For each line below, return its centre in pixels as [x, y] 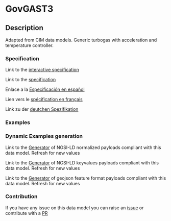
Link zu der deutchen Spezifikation [42, 109]
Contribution [21, 197]
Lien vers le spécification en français [44, 100]
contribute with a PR [27, 213]
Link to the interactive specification [42, 70]
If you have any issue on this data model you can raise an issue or [75, 208]
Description [24, 28]
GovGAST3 [29, 9]
